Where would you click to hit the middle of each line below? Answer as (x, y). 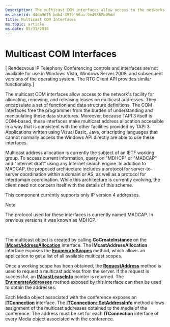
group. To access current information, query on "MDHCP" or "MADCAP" (81, 158)
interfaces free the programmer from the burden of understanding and (79, 110)
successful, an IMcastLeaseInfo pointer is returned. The (65, 277)
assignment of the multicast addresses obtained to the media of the (76, 308)
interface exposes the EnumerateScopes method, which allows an (75, 251)
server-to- (142, 169)
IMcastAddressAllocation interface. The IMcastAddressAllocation (76, 245)
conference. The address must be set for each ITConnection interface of (82, 314)
